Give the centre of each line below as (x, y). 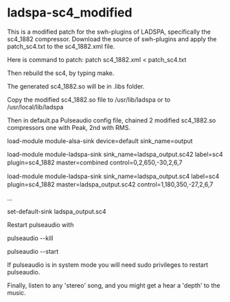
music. (16, 292)
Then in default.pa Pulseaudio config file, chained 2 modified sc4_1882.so (112, 120)
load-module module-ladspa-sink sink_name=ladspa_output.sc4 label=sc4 (113, 176)
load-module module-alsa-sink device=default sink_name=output (100, 141)
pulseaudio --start (33, 251)
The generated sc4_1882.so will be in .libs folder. (76, 86)
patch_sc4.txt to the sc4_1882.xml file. (61, 46)
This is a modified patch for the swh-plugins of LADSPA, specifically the (109, 32)
